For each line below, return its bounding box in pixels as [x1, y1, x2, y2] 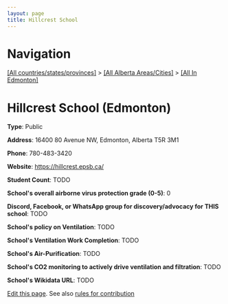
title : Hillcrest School [7, 16, 78, 23]
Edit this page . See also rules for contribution [7, 290, 135, 298]
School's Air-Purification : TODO [7, 250, 101, 258]
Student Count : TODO [7, 176, 71, 184]
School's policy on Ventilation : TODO [7, 223, 115, 231]
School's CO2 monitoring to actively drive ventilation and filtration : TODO [7, 263, 221, 271]
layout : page [7, 10, 45, 17]
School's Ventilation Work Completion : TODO [7, 236, 139, 244]
